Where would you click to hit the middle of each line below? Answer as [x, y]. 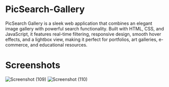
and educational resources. [59, 45]
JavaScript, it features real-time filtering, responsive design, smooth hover [83, 34]
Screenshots [33, 66]
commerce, [17, 45]
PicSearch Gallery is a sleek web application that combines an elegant [79, 23]
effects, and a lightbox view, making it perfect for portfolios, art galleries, [81, 39]
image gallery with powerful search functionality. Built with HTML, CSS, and [85, 28]
